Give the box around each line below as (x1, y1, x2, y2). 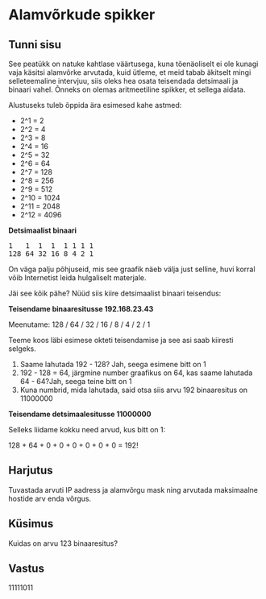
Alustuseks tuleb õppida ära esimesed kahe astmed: (8, 101, 182, 109)
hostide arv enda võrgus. (8, 494, 91, 503)
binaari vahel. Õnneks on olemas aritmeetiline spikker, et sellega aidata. (8, 85, 246, 94)
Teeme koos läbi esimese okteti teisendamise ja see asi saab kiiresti (8, 336, 234, 345)
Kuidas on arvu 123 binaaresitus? (8, 538, 118, 548)
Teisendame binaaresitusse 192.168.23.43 (8, 304, 154, 313)
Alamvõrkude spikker (8, 6, 156, 24)
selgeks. (8, 344, 36, 353)
